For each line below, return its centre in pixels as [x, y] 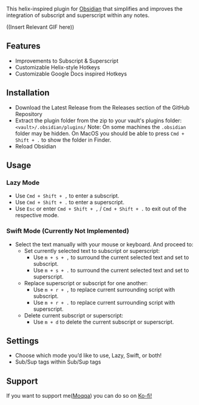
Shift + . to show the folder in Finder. [63, 140]
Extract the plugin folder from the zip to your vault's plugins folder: [98, 120]
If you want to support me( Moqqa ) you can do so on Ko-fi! [79, 396]
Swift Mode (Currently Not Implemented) [68, 231]
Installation [28, 93]
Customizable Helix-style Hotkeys [57, 67]
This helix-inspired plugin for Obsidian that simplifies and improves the [95, 9]
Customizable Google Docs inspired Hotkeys [71, 74]
